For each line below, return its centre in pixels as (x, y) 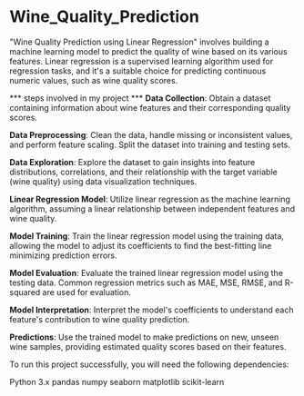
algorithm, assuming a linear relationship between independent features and (152, 208)
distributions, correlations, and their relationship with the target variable (143, 172)
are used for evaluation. (87, 292)
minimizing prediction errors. (63, 255)
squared (25, 292)
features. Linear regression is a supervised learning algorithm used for (142, 61)
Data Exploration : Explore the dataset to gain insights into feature (132, 162)
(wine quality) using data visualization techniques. (103, 181)
